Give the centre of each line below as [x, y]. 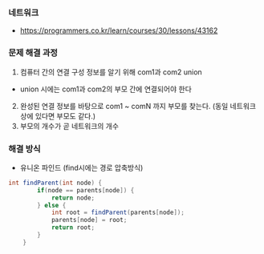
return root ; [73, 228]
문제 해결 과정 [33, 53]
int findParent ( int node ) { [55, 183]
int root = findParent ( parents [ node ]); [118, 213]
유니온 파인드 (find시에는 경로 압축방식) [81, 167]
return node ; [73, 198]
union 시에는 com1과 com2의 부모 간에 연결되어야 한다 [106, 89]
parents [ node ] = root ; [89, 220]
